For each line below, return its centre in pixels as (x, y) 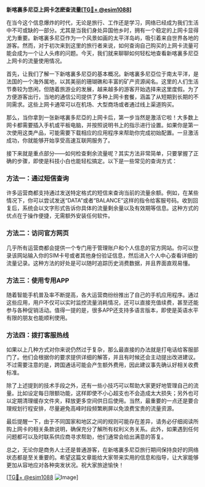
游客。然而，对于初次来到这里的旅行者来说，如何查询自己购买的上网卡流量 (100, 46)
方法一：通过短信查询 (38, 178)
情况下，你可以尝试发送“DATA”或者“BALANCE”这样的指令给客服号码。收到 (100, 201)
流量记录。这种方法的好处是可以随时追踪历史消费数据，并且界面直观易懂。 (100, 263)
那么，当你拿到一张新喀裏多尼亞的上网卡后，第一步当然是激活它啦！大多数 (100, 117)
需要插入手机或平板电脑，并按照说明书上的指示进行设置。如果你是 (105, 125)
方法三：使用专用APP (38, 280)
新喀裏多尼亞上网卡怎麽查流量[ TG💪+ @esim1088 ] (69, 9)
